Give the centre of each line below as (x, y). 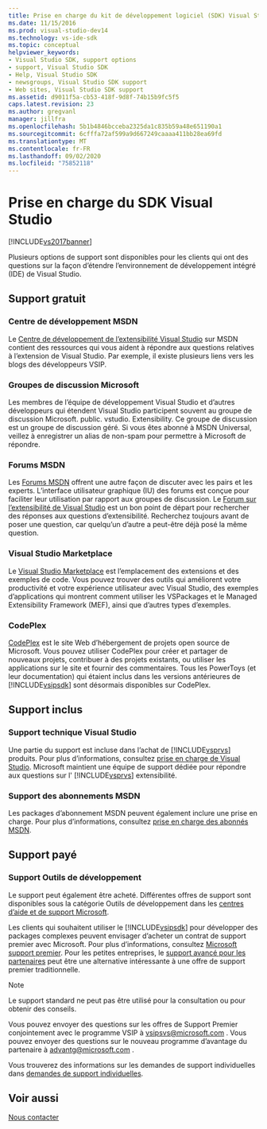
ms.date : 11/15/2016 (43, 23)
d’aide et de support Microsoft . (59, 912)
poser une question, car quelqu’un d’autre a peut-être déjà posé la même (128, 525)
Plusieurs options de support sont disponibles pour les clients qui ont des (128, 257)
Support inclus (46, 710)
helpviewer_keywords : (44, 52)
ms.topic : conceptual (44, 45)
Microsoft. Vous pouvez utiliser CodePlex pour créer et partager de (118, 651)
